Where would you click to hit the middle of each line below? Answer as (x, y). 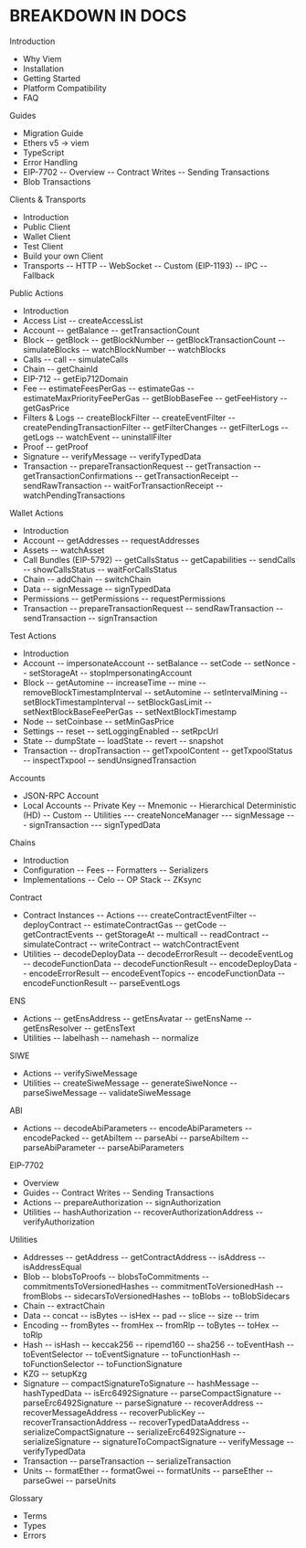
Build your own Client (63, 256)
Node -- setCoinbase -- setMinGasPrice (98, 721)
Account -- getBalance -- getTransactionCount (111, 330)
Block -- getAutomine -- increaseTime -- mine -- (114, 683)
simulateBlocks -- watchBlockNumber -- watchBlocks (124, 349)
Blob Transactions (57, 181)
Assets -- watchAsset (63, 550)
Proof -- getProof (55, 446)
